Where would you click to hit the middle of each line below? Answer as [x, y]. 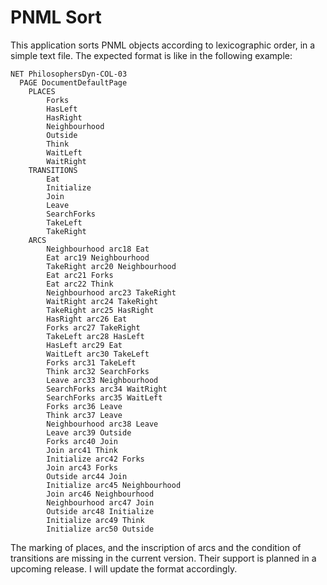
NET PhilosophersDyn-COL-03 [69, 74]
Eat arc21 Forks [80, 275]
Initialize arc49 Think [95, 520]
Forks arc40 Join [82, 441]
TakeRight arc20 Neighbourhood [111, 266]
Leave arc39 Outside [89, 432]
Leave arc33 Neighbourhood [102, 380]
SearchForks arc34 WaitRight [107, 389]
